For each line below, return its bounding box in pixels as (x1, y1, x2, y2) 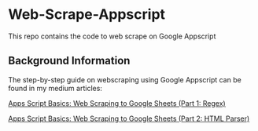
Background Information (8, 54, 131, 67)
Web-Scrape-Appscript (8, 5, 166, 24)
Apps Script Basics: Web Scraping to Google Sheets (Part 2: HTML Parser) (8, 114, 250, 123)
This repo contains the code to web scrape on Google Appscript (8, 31, 216, 41)
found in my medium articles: (8, 83, 102, 93)
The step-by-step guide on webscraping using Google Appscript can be (8, 75, 241, 84)
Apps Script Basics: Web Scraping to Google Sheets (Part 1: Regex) (8, 98, 226, 107)
